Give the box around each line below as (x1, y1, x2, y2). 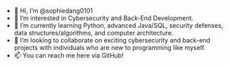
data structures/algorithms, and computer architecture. (13, 28, 174, 37)
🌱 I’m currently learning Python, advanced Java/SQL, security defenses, (13, 22, 224, 29)
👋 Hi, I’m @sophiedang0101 (13, 7, 94, 15)
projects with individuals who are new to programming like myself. (13, 44, 206, 51)
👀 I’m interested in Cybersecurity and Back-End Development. (13, 14, 194, 22)
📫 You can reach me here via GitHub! (13, 51, 124, 59)
